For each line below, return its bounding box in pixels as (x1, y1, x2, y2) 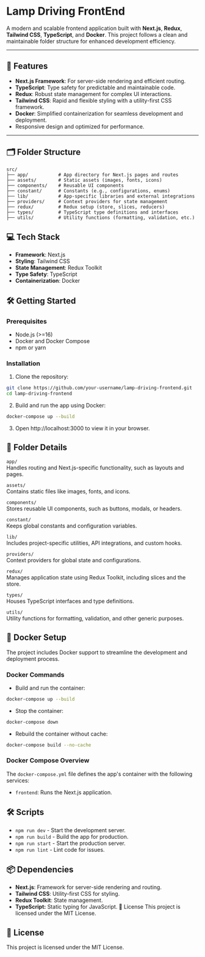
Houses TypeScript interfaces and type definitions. (6, 597, 134, 605)
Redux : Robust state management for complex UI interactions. (15, 90, 172, 97)
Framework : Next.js (15, 251, 66, 258)
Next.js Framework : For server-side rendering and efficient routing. (15, 77, 186, 84)
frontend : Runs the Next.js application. (15, 788, 112, 796)
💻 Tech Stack (6, 231, 60, 242)
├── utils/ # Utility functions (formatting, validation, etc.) (6, 214, 195, 221)
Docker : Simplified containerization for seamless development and (15, 110, 183, 117)
